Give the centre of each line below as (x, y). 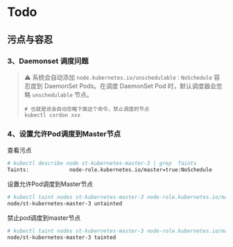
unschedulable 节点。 (62, 94)
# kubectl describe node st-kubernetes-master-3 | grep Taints (102, 164)
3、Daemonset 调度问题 (48, 61)
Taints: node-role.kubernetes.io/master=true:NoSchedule (110, 170)
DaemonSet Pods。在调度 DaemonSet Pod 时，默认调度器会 (130, 86)
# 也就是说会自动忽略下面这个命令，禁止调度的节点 (87, 109)
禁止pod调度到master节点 (44, 218)
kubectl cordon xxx (52, 115)
